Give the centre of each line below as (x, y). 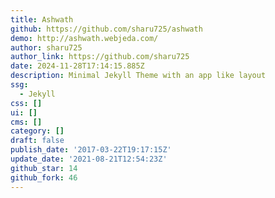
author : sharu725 (46, 47)
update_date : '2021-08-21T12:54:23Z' (89, 159)
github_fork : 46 (44, 177)
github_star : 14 (44, 168)
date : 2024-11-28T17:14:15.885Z (77, 66)
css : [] (26, 103)
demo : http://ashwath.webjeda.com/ (84, 38)
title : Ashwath (42, 19)
